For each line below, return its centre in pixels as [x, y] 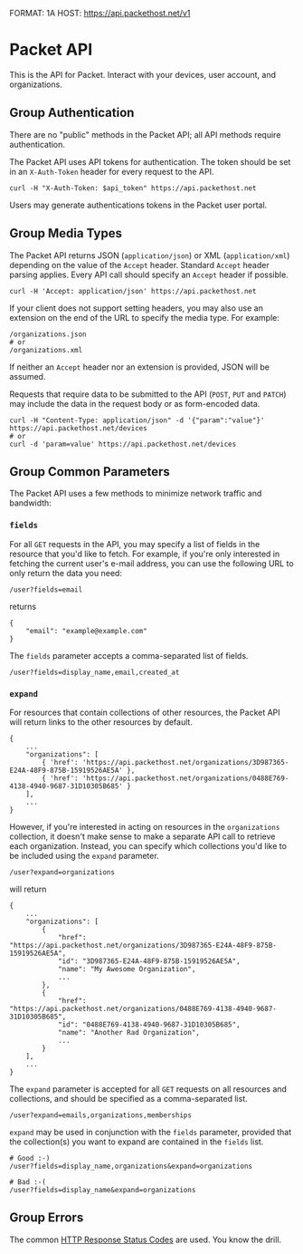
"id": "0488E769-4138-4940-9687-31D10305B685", [149, 1024]
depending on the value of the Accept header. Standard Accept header [139, 265]
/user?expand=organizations [62, 872]
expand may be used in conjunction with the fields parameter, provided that [151, 1132]
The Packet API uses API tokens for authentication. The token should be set [150, 161]
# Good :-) [30, 1158]
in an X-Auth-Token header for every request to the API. [112, 171]
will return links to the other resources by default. [101, 722]
